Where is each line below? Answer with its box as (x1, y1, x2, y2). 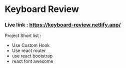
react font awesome (11, 58, 53, 64)
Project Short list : (4, 32, 41, 38)
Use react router (11, 47, 46, 53)
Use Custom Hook (11, 42, 50, 48)
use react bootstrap (11, 53, 53, 59)
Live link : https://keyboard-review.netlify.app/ (4, 21, 121, 28)
